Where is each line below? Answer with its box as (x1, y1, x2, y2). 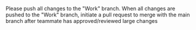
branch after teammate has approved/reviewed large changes (5, 18, 158, 24)
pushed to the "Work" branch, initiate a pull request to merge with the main (5, 11, 191, 18)
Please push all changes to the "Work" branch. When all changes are (5, 5, 176, 12)
